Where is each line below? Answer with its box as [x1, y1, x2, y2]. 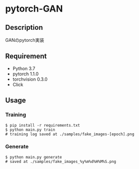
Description [5, 23, 43, 32]
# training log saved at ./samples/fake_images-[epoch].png [5, 132, 135, 137]
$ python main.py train [5, 127, 56, 132]
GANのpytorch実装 [5, 37, 44, 43]
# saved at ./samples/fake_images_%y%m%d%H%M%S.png [5, 159, 116, 164]
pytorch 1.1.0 [12, 71, 39, 77]
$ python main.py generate [5, 154, 62, 159]
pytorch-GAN [5, 3, 63, 15]
